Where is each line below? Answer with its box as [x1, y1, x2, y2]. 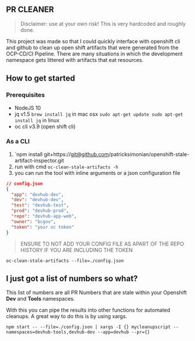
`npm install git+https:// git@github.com [14, 150, 109, 157]
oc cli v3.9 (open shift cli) [14, 123, 76, 130]
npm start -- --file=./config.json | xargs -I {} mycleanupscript [6, 324, 171, 330]
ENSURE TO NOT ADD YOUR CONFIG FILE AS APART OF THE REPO [20, 240, 184, 247]
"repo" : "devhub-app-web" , [11, 213, 77, 219]
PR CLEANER [6, 5, 54, 15]
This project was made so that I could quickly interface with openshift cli [6, 37, 180, 44]
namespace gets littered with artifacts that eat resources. [6, 56, 144, 63]
